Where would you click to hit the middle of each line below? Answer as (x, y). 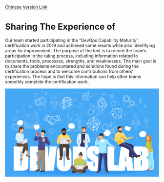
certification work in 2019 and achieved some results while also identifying (80, 45)
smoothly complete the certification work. (47, 81)
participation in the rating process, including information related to (72, 56)
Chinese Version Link (26, 7)
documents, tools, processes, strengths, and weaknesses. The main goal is (81, 61)
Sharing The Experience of (60, 27)
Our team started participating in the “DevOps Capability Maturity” (72, 40)
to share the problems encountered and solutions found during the (72, 66)
